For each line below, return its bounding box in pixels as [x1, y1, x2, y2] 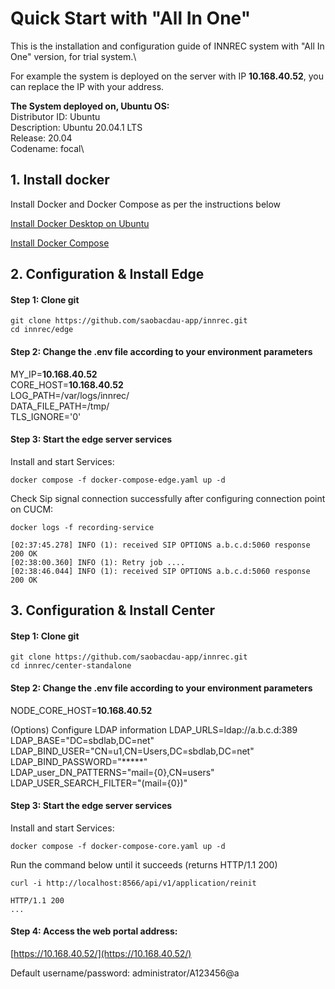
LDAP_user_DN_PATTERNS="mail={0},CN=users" [10, 766, 215, 778]
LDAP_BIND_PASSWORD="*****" [10, 755, 148, 767]
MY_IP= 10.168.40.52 [10, 368, 98, 380]
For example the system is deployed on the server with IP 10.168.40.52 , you [10, 70, 325, 82]
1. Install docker [10, 172, 110, 189]
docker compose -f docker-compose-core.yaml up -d [10, 841, 226, 851]
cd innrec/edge [10, 325, 74, 335]
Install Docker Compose [10, 237, 110, 249]
